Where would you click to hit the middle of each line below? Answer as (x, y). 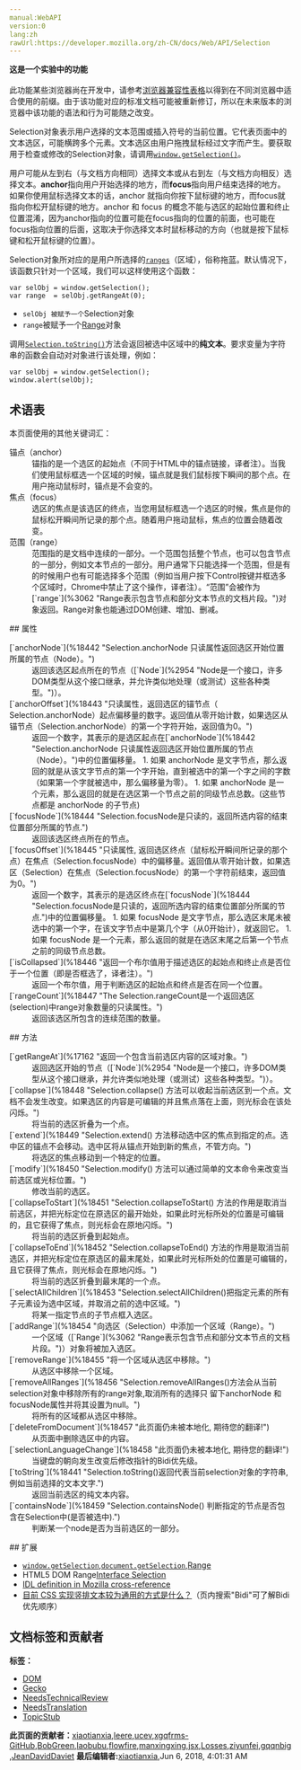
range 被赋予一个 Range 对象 (72, 325)
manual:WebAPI (36, 18)
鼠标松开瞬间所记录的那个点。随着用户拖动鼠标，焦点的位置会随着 (153, 520)
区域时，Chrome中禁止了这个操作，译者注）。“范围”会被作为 (150, 587)
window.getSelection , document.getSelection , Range (117, 1565)
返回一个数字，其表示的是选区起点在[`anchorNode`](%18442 (144, 738)
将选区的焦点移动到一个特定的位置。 (99, 1158)
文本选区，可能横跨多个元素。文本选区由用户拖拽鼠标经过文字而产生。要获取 (150, 143)
